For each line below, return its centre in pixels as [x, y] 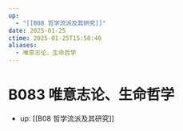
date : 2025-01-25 [37, 30]
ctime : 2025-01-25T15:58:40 [55, 38]
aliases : [23, 46]
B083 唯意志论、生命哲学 [91, 95]
